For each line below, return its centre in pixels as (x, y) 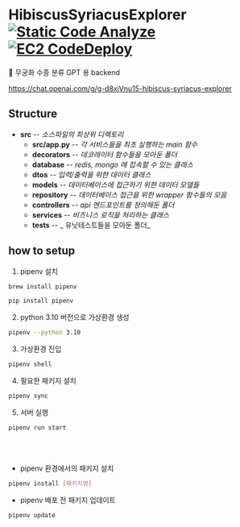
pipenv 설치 (39, 271)
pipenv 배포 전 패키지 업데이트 (68, 500)
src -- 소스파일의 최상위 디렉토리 (72, 134)
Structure (33, 114)
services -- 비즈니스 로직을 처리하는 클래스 (101, 214)
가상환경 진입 (41, 349)
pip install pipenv (41, 301)
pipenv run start (37, 427)
